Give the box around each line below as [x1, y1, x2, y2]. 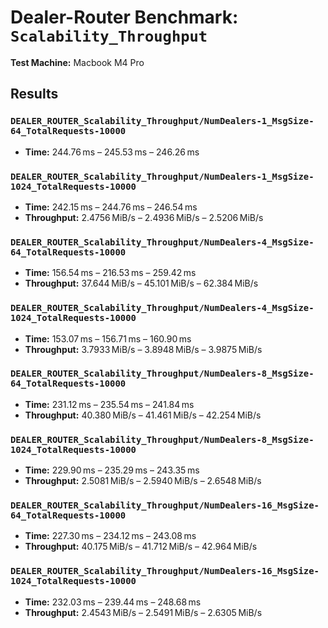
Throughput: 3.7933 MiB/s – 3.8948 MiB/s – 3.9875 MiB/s [24, 343, 263, 355]
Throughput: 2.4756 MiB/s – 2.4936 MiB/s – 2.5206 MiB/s [24, 211, 264, 223]
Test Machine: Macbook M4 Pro [10, 56, 145, 68]
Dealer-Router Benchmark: [10, 6, 239, 29]
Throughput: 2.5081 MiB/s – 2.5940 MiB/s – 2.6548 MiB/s [24, 475, 262, 487]
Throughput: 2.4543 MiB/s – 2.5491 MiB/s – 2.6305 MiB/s [24, 606, 263, 618]
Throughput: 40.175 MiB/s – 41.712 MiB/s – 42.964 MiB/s [24, 541, 258, 553]
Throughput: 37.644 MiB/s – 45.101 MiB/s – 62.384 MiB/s [24, 277, 259, 290]
